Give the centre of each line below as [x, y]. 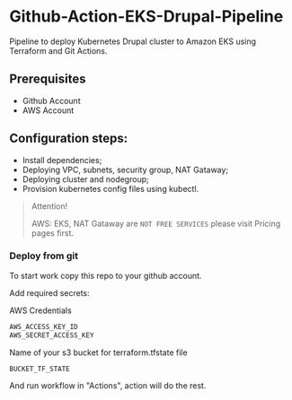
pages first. [53, 233]
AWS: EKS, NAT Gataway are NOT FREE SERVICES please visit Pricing [156, 223]
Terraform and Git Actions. [58, 50]
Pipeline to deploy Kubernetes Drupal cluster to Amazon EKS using [133, 41]
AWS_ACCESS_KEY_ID [44, 326]
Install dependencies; [62, 160]
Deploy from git [44, 256]
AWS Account [48, 110]
